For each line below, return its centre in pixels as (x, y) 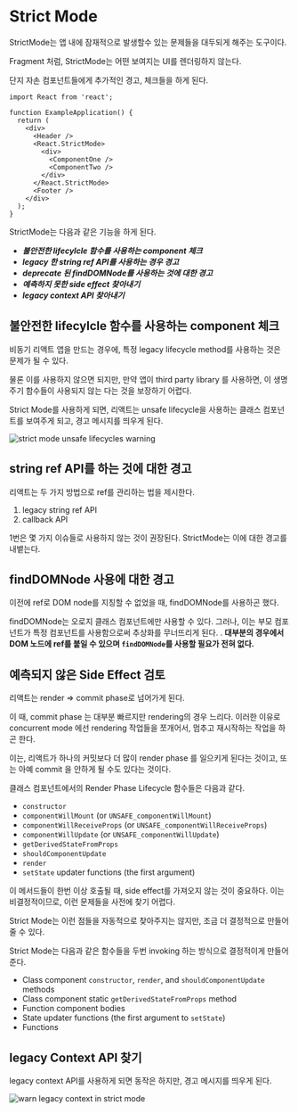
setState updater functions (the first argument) (109, 872)
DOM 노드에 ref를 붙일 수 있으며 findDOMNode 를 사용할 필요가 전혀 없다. (132, 644)
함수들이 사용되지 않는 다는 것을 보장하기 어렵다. (109, 391)
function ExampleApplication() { (71, 112)
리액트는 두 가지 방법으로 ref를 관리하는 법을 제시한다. (102, 491)
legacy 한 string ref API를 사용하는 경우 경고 (101, 261)
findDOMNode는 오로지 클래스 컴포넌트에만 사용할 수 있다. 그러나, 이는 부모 (141, 622)
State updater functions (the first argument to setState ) (124, 1018)
